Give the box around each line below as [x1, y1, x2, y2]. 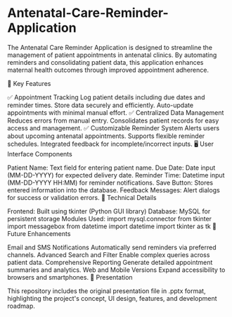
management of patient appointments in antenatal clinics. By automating [7, 51, 217, 59]
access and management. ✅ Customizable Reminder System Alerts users [7, 123, 220, 132]
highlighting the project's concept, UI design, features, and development [7, 294, 217, 302]
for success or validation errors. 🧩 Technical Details [7, 193, 157, 201]
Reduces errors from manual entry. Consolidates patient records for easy [7, 116, 219, 125]
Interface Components [7, 149, 72, 158]
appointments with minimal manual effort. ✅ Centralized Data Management [7, 108, 224, 117]
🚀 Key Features [7, 79, 51, 87]
